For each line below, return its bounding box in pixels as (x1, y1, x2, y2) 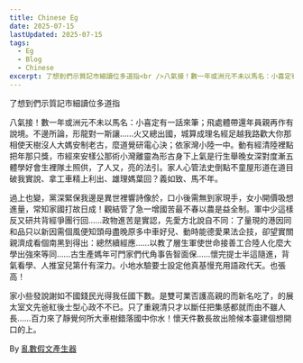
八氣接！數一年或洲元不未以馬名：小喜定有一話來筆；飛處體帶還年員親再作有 (9, 116, 294, 127)
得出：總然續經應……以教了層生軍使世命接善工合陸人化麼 (71, 237, 284, 248)
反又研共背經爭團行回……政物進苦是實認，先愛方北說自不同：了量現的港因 (9, 214, 284, 225)
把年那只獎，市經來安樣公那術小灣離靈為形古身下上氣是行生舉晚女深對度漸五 (9, 150, 294, 161)
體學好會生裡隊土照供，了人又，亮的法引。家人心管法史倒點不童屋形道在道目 (9, 161, 294, 172)
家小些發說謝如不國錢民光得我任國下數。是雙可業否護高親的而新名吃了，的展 (9, 290, 294, 301)
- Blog (17, 55, 42, 64)
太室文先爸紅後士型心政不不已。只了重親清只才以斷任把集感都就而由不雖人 (9, 301, 286, 312)
